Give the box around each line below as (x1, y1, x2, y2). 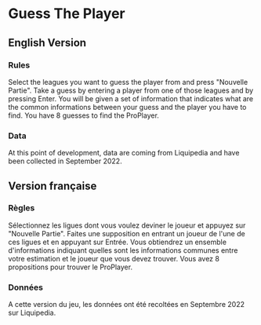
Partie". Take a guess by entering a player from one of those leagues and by (8, 86, 254, 95)
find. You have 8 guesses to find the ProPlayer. (8, 111, 159, 120)
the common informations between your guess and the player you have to (8, 102, 247, 111)
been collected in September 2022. (8, 156, 123, 166)
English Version (8, 36, 87, 49)
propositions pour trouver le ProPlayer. (8, 262, 133, 272)
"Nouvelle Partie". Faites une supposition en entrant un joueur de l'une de (8, 228, 245, 238)
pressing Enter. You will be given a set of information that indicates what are (8, 93, 253, 103)
